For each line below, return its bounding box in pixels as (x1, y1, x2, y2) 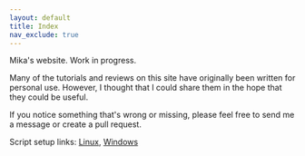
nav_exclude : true (9, 30, 79, 39)
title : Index (9, 22, 59, 31)
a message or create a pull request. (9, 119, 143, 130)
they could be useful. (9, 92, 89, 102)
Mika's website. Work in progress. (9, 55, 137, 66)
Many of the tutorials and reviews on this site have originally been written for (9, 73, 296, 83)
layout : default (9, 13, 71, 23)
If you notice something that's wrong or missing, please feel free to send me (9, 110, 295, 121)
